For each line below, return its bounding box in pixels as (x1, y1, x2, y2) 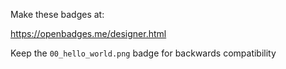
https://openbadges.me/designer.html (10, 28, 167, 39)
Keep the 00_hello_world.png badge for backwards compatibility (10, 47, 277, 59)
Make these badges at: (10, 9, 105, 20)
